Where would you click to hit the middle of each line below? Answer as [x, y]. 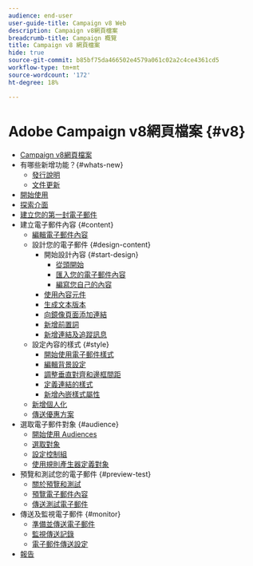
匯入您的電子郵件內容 [91, 275]
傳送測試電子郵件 [60, 505]
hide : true [26, 53]
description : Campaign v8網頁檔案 [63, 30]
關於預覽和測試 [56, 485]
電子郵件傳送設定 [60, 544]
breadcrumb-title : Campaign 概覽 [63, 38]
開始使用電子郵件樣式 [79, 354]
